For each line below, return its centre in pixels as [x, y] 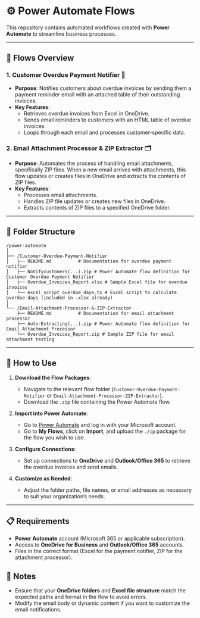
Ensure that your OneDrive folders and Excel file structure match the [100, 591]
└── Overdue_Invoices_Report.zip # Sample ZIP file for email [96, 334]
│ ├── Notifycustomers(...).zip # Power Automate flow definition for [98, 271]
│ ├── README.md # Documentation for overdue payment [89, 261]
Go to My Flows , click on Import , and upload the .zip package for [105, 431]
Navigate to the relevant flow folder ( [69, 389]
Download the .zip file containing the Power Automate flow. [97, 402]
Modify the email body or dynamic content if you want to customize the [102, 603]
